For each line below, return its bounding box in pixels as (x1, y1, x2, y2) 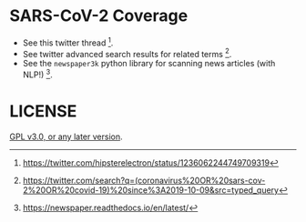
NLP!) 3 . (22, 67, 53, 80)
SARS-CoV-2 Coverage (9, 5, 189, 26)
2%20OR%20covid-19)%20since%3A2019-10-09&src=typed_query (22, 184, 280, 196)
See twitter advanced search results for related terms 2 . (22, 46, 232, 59)
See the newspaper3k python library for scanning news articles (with (22, 58, 276, 69)
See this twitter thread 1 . (22, 35, 114, 48)
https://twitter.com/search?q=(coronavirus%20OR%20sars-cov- (22, 175, 266, 186)
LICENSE (9, 101, 77, 122)
